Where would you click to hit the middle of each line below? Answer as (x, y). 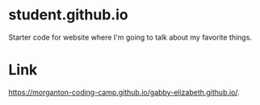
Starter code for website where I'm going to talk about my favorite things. (130, 37)
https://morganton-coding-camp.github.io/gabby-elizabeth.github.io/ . (124, 92)
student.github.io (68, 15)
